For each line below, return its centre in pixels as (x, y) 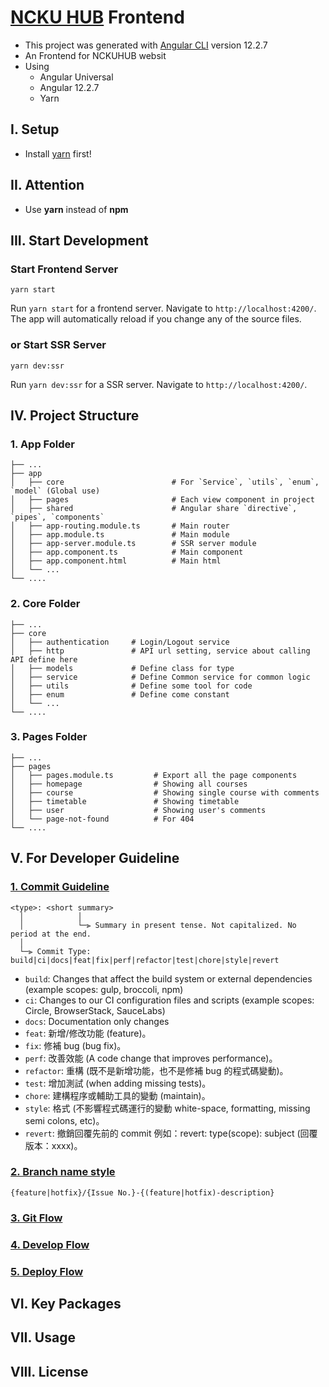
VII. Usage (43, 1337)
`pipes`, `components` (57, 517)
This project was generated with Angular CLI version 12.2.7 (146, 45)
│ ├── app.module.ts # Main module (120, 535)
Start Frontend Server (64, 269)
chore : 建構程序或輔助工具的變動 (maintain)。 (117, 1095)
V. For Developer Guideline (95, 858)
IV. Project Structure (75, 415)
